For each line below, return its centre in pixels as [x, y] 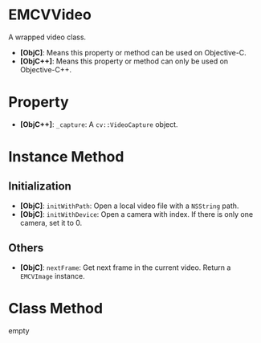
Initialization [40, 186]
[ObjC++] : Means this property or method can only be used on [124, 61]
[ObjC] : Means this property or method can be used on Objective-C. [133, 52]
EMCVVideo [50, 15]
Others [26, 248]
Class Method [55, 308]
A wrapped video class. [47, 37]
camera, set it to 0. [51, 223]
